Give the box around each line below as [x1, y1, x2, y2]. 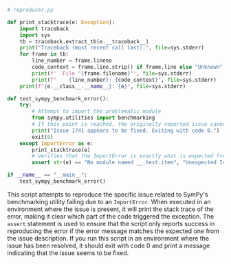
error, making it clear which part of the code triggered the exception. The [7, 212, 214, 220]
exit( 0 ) [32, 133, 54, 140]
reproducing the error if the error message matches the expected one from [7, 227, 220, 235]
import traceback [19, 25, 69, 32]
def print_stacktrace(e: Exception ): [7, 19, 115, 25]
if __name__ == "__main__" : [7, 172, 88, 179]
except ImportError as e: [19, 140, 94, 147]
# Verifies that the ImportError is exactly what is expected [32, 153, 214, 159]
